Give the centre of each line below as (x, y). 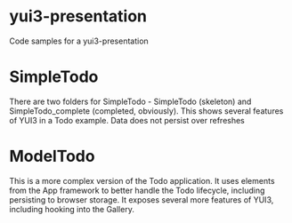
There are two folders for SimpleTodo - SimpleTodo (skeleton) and (130, 101)
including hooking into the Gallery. (72, 209)
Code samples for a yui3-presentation (79, 41)
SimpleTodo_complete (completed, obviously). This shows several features (146, 111)
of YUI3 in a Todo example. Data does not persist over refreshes (127, 120)
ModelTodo (52, 156)
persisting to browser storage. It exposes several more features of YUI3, (142, 199)
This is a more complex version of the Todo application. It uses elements (142, 180)
